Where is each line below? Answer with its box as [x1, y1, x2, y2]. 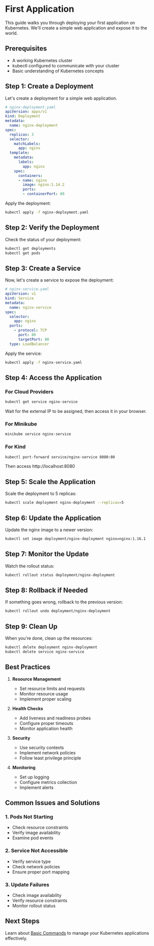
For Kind [5, 443, 26, 450]
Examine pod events [12, 835, 53, 841]
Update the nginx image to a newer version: [5, 527, 94, 533]
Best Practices [5, 663, 51, 671]
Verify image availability [12, 830, 61, 836]
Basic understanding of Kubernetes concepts [12, 68, 104, 74]
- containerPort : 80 [23, 192, 65, 197]
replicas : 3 [9, 132, 34, 137]
